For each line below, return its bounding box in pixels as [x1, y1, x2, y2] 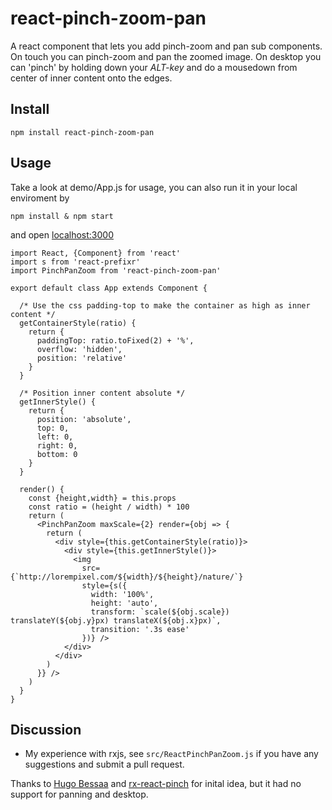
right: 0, [36, 440, 78, 451]
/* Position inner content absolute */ [19, 388, 186, 398]
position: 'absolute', [36, 414, 132, 424]
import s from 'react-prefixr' [10, 257, 141, 267]
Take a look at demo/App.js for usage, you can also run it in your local [10, 181, 298, 193]
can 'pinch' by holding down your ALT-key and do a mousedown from [10, 61, 298, 73]
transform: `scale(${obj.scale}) [90, 607, 230, 617]
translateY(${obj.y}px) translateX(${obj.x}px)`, [10, 615, 222, 626]
